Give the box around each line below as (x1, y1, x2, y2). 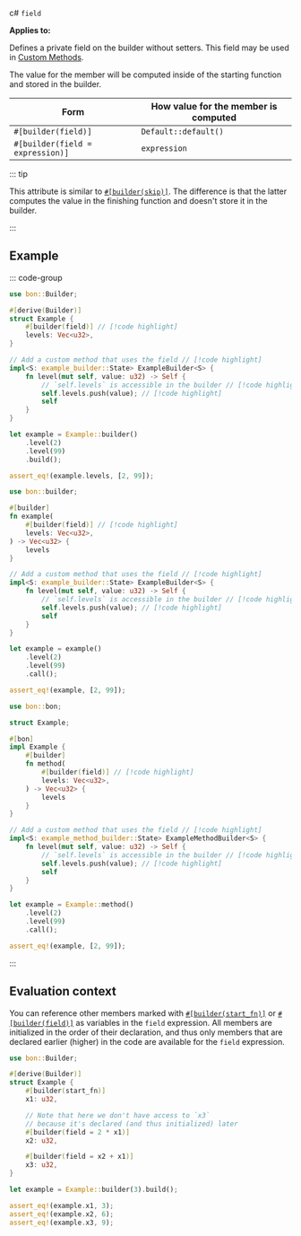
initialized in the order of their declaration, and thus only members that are (9, 1027, 284, 1038)
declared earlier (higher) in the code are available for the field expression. (9, 1036, 285, 1047)
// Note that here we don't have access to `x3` (25, 1110, 211, 1120)
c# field (9, 8, 42, 18)
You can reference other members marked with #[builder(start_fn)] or (9, 1007, 276, 1018)
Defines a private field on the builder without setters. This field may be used (9, 42, 289, 53)
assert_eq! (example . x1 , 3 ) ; (9, 1201, 115, 1210)
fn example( (9, 512, 54, 522)
